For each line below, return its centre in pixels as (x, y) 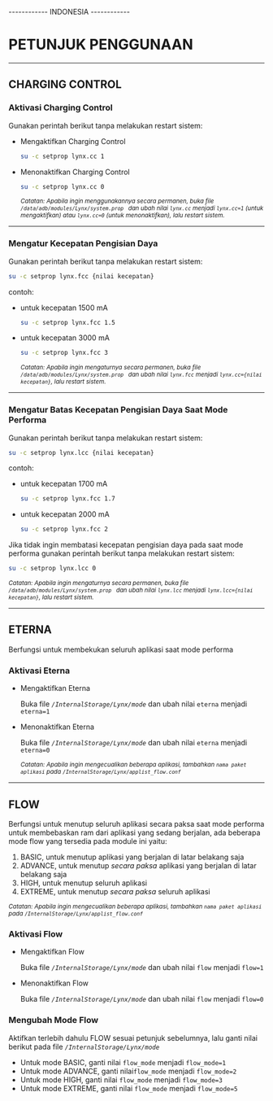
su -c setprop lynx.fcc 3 (64, 353)
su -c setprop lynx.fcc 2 (64, 529)
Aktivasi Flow (36, 933)
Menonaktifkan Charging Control (75, 172)
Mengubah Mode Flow (54, 1020)
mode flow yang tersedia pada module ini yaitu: (88, 841)
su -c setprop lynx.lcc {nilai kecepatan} (81, 452)
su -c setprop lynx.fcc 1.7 (67, 499)
